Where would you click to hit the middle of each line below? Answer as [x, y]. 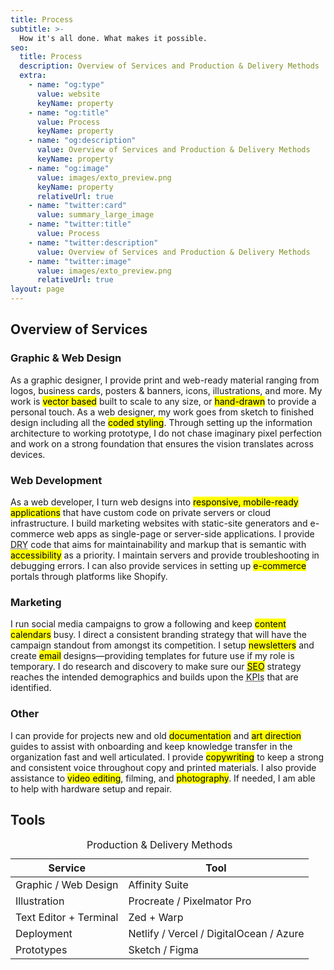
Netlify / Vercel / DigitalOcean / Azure [216, 934]
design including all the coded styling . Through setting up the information [161, 422]
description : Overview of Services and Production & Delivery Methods [169, 66]
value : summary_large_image [95, 215]
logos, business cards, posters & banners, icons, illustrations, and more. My [166, 390]
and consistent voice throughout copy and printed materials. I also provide [163, 767]
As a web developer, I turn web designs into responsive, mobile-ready [154, 502]
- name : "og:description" [82, 141]
